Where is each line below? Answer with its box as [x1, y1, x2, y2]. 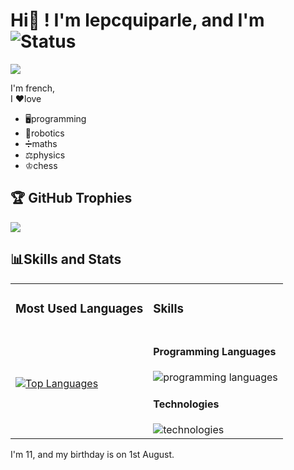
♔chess [24, 159, 58, 171]
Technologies [153, 397, 220, 411]
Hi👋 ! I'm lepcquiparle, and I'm [10, 9, 265, 32]
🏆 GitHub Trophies [10, 190, 133, 207]
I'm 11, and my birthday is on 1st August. [10, 448, 175, 460]
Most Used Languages [15, 300, 144, 316]
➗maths [24, 137, 58, 149]
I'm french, [10, 82, 56, 94]
